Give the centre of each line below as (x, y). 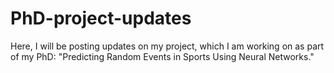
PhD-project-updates (101, 18)
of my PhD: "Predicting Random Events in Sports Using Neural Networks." (162, 56)
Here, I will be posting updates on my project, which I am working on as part (167, 46)
